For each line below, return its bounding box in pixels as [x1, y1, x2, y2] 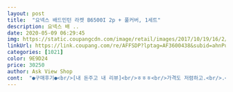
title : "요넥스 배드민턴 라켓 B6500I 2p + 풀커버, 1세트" [7, 17, 161, 24]
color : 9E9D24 [7, 55, 49, 62]
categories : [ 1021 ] [7, 49, 64, 56]
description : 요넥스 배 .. [7, 23, 80, 30]
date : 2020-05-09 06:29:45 [7, 29, 85, 37]
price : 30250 [7, 62, 45, 68]
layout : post [7, 10, 45, 17]
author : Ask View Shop [7, 68, 73, 75]
